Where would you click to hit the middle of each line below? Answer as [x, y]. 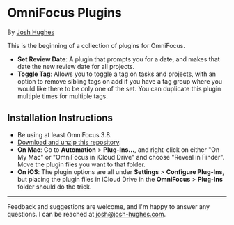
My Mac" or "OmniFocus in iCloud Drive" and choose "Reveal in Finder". [121, 157]
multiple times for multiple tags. [62, 96]
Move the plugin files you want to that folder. [81, 164]
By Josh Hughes [31, 32]
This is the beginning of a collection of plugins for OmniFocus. [96, 45]
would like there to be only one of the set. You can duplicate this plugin [119, 88]
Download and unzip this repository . [69, 142]
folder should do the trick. [54, 187]
